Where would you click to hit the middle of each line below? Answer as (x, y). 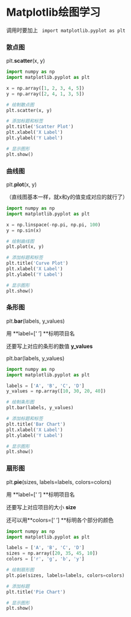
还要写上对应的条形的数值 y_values (50, 346)
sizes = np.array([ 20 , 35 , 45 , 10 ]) (52, 553)
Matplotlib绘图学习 (53, 12)
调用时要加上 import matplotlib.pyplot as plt (66, 30)
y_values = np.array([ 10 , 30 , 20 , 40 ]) (56, 391)
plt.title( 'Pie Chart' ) (36, 592)
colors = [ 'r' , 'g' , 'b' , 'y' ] (45, 559)
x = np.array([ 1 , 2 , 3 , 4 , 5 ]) (45, 88)
